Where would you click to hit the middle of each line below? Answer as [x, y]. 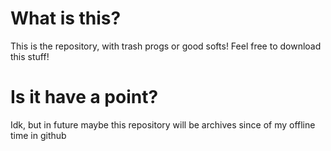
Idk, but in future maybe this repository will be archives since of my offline [163, 124]
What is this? [66, 18]
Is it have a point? [84, 97]
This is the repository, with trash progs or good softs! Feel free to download [166, 46]
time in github [38, 135]
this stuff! [30, 56]
